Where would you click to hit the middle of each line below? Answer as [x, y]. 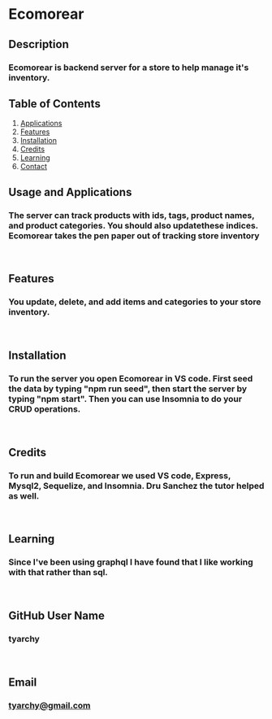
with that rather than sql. [58, 573]
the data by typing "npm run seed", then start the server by [128, 389]
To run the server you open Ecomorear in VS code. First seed [131, 379]
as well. [24, 495]
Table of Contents [55, 104]
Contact [33, 167]
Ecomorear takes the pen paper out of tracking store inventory [134, 235]
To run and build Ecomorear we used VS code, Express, [120, 475]
